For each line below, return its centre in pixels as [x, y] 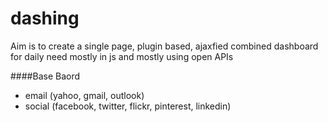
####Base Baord [45, 76]
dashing [45, 18]
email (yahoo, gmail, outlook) [84, 95]
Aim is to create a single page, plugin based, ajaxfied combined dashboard [164, 46]
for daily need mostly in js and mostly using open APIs [122, 56]
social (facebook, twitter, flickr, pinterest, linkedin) [128, 106]
